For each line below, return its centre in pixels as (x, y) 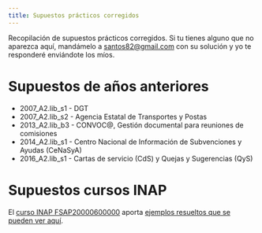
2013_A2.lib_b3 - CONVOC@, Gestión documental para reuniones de (131, 125)
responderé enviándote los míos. (62, 54)
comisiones (38, 133)
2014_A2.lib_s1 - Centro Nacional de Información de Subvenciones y (131, 142)
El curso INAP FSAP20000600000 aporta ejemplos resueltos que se (120, 212)
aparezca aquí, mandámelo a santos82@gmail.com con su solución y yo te (130, 46)
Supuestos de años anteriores (109, 86)
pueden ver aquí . (36, 220)
